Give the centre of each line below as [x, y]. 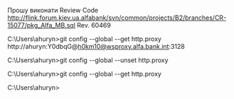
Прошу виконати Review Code [53, 10]
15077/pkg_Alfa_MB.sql [42, 25]
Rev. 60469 [94, 25]
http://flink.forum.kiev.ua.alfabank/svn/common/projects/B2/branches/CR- [117, 18]
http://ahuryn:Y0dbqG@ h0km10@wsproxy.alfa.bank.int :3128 [96, 46]
